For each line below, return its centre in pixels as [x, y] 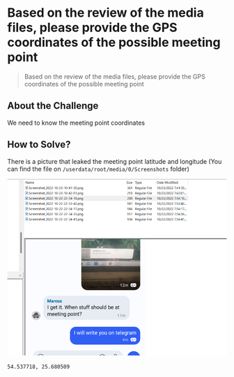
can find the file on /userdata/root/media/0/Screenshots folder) [99, 169]
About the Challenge [53, 106]
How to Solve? [39, 145]
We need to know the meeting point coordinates [76, 123]
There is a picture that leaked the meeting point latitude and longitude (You [115, 161]
